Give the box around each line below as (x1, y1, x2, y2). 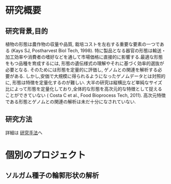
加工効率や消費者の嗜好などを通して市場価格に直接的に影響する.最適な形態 (5, 54, 163, 60)
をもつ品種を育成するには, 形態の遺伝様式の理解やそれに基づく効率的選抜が (5, 60, 164, 66)
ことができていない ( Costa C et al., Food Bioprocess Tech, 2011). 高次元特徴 (5, 93, 166, 98)
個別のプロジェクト (5, 149, 86, 161)
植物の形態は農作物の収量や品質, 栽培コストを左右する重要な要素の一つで (5, 41, 160, 47)
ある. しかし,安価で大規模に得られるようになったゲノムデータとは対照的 (14, 73, 166, 79)
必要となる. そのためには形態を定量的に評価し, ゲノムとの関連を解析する (5, 67, 158, 73)
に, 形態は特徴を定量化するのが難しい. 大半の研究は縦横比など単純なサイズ (5, 80, 162, 85)
